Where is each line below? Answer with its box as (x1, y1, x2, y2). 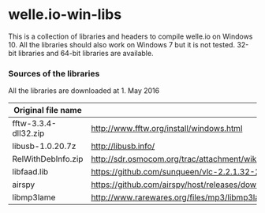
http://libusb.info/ (90, 140, 155, 151)
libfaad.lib (12, 166, 49, 177)
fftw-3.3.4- (12, 118, 57, 129)
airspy (12, 179, 35, 190)
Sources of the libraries (8, 68, 100, 79)
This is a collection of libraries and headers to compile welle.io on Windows (8, 32, 253, 41)
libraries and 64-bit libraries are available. (18, 48, 154, 58)
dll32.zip (12, 128, 45, 139)
